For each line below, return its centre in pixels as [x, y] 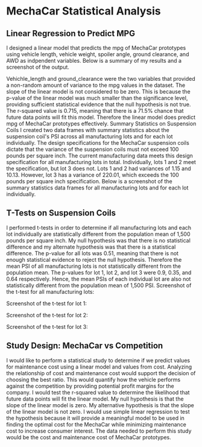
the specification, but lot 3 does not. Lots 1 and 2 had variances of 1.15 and [99, 168]
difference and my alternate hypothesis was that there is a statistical [91, 247]
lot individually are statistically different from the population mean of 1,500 [99, 234]
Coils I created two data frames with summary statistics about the [88, 130]
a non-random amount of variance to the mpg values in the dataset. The [96, 85]
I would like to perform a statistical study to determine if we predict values [98, 360]
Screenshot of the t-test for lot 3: [47, 326]
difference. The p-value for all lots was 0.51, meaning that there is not [93, 253]
